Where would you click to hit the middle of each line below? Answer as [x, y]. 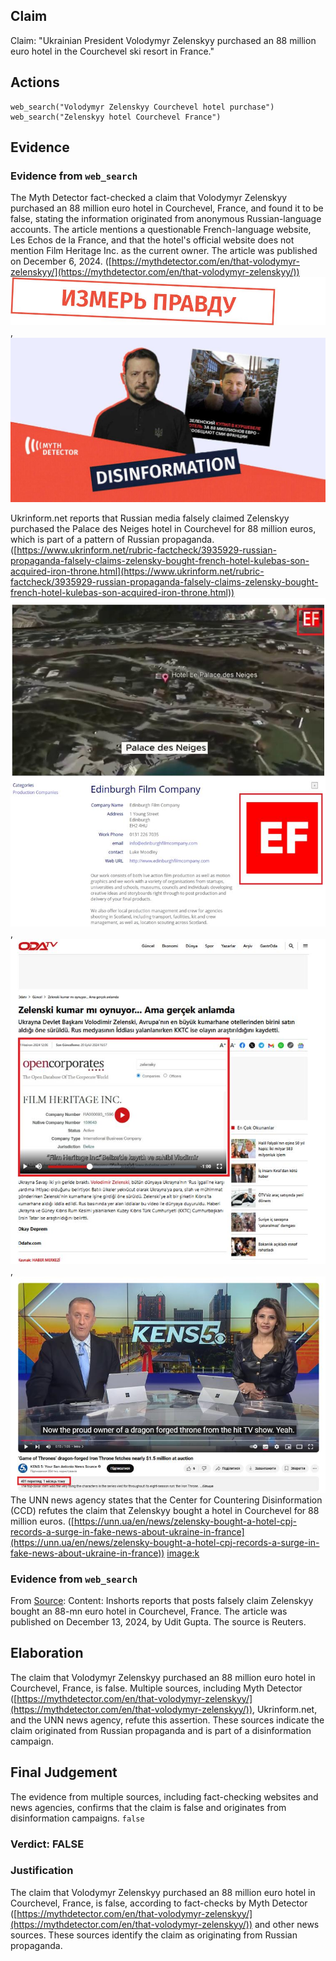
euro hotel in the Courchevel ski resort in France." [112, 51]
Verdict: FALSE [47, 1844]
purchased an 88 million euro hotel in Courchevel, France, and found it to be [167, 208]
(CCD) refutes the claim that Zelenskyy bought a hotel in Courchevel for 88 [165, 1510]
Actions [35, 82]
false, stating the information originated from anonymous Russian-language [166, 219]
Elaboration [47, 1653]
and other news [287, 1924]
